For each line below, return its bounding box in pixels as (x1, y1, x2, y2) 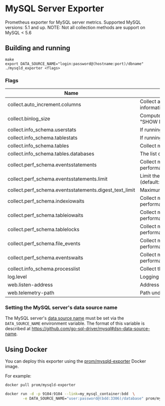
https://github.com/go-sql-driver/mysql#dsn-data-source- (31, 326, 150, 332)
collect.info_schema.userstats (7, 126, 77, 133)
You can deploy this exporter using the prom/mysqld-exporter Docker (5, 358, 146, 364)
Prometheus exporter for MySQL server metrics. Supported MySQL (5, 19, 141, 25)
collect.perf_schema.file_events (7, 240, 81, 247)
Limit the (139, 173, 160, 180)
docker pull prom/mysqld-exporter (5, 382, 76, 388)
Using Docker (5, 345, 48, 353)
